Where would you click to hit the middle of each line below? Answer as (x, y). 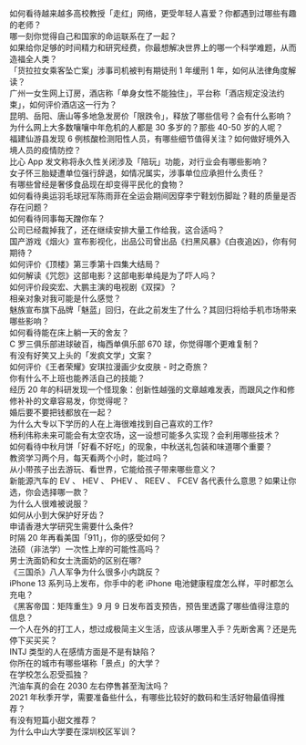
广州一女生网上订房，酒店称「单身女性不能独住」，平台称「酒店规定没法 (143, 93)
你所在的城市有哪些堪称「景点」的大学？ (85, 663)
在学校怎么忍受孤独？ (49, 674)
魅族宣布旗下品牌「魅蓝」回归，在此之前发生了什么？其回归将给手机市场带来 (153, 310)
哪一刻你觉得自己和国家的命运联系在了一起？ (93, 36)
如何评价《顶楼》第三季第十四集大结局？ (85, 264)
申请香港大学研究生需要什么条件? (71, 526)
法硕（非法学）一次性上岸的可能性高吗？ (85, 549)
